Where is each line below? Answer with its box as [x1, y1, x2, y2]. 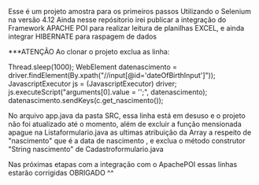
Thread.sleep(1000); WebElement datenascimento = [8, 62, 178, 72]
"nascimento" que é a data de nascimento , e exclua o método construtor [8, 136, 246, 145]
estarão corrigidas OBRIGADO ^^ [8, 168, 114, 177]
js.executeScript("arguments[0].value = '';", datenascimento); [8, 87, 208, 97]
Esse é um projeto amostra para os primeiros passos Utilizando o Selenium [8, 7, 252, 16]
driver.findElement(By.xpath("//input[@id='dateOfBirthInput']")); [8, 71, 216, 80]
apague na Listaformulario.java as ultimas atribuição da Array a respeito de [8, 128, 252, 137]
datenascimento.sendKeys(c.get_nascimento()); [8, 96, 164, 105]
